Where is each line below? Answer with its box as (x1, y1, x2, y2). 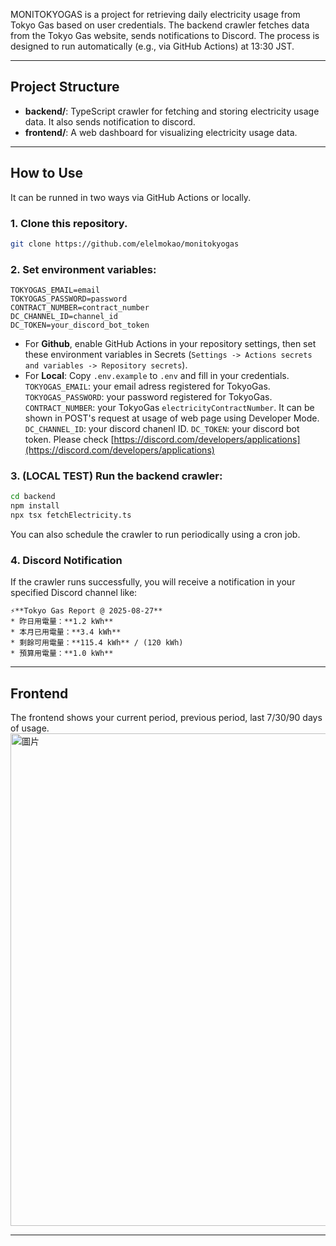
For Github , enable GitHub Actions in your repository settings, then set (24, 338, 317, 350)
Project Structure (10, 79, 120, 96)
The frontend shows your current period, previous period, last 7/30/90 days (10, 712, 323, 724)
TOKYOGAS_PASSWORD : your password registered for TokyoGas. (24, 391, 273, 403)
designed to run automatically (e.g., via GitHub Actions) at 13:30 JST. (10, 40, 295, 52)
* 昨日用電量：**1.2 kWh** (10, 617, 114, 627)
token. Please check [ (24, 434, 115, 446)
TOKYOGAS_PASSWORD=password (10, 294, 128, 304)
